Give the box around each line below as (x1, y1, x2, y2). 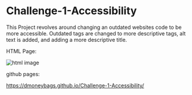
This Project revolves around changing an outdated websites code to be (6, 24, 182, 31)
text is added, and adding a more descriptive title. (6, 36, 127, 43)
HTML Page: (6, 47, 37, 54)
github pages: (6, 70, 40, 77)
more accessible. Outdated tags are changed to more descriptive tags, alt (6, 30, 186, 37)
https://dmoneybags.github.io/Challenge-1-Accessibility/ (6, 81, 145, 89)
